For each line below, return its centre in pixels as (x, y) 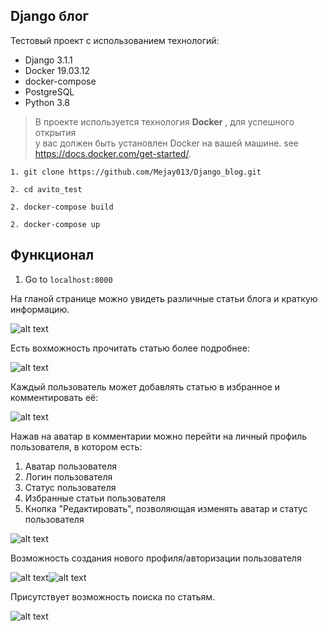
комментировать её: (54, 397)
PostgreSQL (49, 91)
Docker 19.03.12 (57, 70)
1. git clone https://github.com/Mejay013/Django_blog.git (136, 172)
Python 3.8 (47, 102)
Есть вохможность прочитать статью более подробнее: (130, 348)
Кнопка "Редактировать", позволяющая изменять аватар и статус (166, 508)
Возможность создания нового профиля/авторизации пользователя (156, 558)
